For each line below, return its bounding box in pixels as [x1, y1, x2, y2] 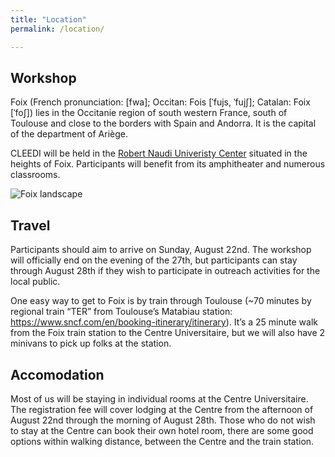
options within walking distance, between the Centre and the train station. [10, 435, 315, 447]
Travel [10, 217, 51, 234]
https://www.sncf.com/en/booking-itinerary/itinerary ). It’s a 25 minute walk [10, 316, 318, 328]
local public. [10, 276, 61, 288]
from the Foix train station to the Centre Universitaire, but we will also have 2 [10, 327, 326, 339]
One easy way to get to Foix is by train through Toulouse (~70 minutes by [10, 295, 312, 307]
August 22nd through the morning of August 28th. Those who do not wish [10, 414, 316, 426]
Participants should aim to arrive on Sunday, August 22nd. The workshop [10, 244, 312, 256]
